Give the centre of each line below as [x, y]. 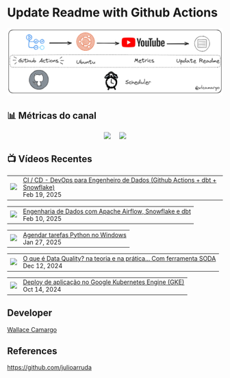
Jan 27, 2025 [42, 242]
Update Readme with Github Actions [112, 13]
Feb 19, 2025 [42, 195]
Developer [30, 313]
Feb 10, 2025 [42, 218]
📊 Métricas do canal [52, 116]
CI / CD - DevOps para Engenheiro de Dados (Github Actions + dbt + [120, 180]
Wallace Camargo [32, 329]
